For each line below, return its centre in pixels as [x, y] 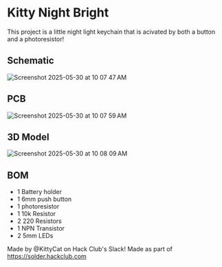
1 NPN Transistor [41, 228]
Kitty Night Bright [58, 13]
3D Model [28, 137]
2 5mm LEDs [35, 236]
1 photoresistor [38, 206]
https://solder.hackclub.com [47, 257]
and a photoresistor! [36, 39]
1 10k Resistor [36, 214]
